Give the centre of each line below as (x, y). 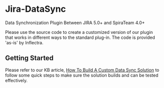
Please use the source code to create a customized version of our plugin (79, 32)
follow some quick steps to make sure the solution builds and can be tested (82, 75)
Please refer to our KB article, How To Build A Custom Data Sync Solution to (82, 70)
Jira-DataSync (36, 9)
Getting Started (29, 58)
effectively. (17, 80)
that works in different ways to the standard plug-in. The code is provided (80, 37)
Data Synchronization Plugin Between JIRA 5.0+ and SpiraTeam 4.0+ (75, 23)
